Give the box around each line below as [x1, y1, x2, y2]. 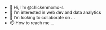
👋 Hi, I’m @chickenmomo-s [9, 5, 64, 10]
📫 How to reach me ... [9, 20, 54, 26]
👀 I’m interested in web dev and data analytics [9, 10, 101, 15]
